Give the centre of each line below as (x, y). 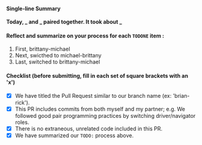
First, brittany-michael (43, 49)
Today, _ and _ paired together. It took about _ (64, 22)
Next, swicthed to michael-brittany (58, 56)
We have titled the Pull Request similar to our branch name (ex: (93, 95)
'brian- (181, 95)
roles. (22, 122)
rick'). (22, 102)
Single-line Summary (34, 8)
